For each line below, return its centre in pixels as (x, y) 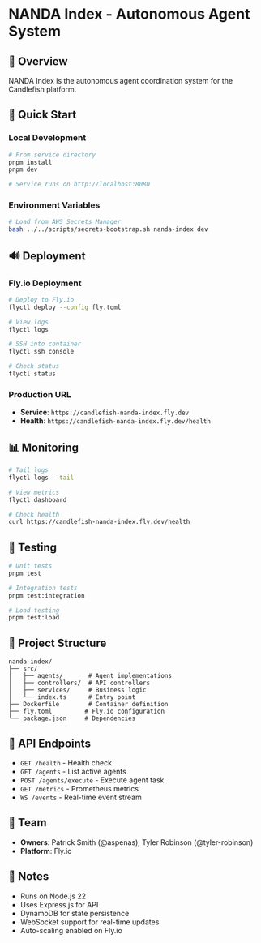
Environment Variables (54, 205)
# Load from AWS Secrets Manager (65, 222)
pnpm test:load (34, 618)
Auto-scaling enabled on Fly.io (71, 930)
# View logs (28, 322)
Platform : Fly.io (46, 851)
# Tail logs (28, 470)
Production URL (40, 394)
